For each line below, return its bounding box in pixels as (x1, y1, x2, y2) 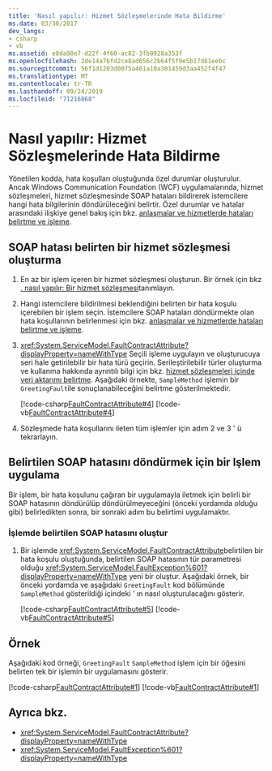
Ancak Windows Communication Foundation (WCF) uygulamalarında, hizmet (8, 182, 264, 192)
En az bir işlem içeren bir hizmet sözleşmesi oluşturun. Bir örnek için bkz (19, 275, 262, 284)
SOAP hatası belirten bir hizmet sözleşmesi (8, 240, 231, 254)
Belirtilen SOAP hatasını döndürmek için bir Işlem (8, 456, 261, 469)
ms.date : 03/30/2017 (8, 19, 79, 28)
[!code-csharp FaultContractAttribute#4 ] (19, 399, 155, 409)
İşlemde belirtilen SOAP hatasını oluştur (8, 527, 168, 538)
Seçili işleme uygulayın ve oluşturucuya (129, 349, 261, 358)
